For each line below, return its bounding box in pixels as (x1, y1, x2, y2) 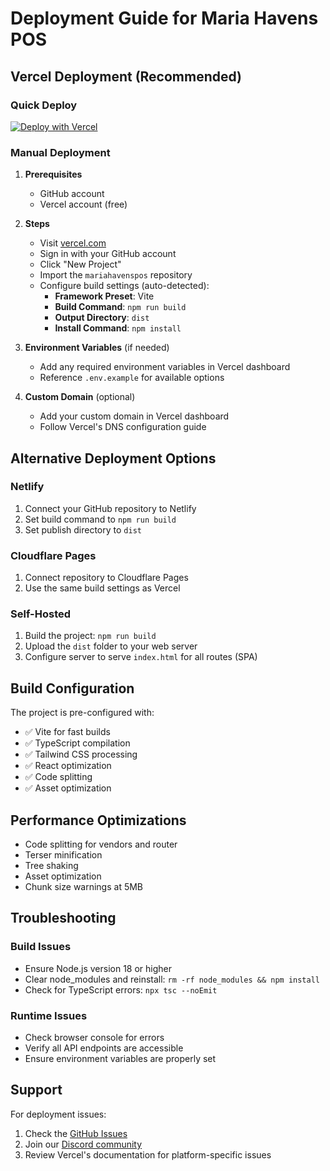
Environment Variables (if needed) (24, 342, 170, 354)
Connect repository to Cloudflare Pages (24, 572, 189, 584)
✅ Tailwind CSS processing (24, 748, 138, 761)
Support (10, 1082, 63, 1099)
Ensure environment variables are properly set (24, 1053, 217, 1065)
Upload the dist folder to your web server (24, 640, 198, 652)
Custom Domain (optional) (24, 391, 136, 403)
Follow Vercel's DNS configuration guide (39, 421, 207, 433)
